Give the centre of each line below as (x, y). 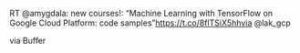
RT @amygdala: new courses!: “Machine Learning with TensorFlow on (141, 13)
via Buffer (28, 41)
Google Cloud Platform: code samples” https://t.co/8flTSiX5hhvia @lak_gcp (150, 23)
